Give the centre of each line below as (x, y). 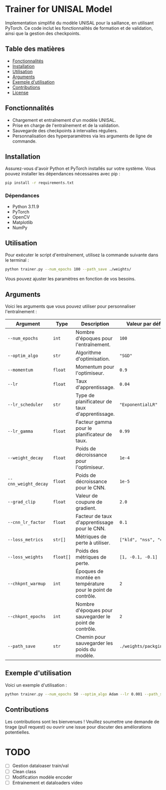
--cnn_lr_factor (27, 522)
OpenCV (21, 217)
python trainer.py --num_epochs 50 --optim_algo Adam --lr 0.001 (74, 694)
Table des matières (35, 49)
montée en (88, 577)
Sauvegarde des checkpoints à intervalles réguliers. (65, 130)
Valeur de (87, 496)
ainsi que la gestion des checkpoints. (43, 33)
